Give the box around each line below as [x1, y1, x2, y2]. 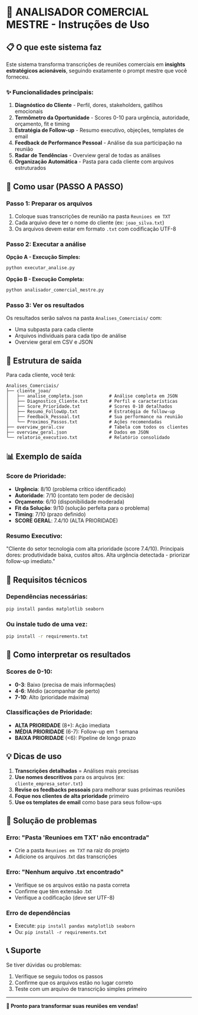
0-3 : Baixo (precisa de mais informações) [14, 681, 116, 688]
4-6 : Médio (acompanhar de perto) [14, 687, 100, 694]
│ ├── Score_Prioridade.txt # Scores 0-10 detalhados [6, 403, 173, 410]
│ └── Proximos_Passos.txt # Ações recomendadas [6, 419, 162, 425]
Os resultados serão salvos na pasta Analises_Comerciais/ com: [6, 315, 162, 322]
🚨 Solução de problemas [6, 816, 97, 826]
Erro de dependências [6, 909, 71, 917]
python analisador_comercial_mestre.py [6, 287, 104, 293]
